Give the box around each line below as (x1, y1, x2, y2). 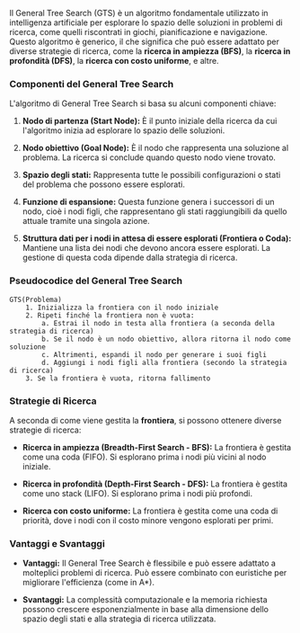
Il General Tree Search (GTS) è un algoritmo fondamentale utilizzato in (9, 8, 269, 18)
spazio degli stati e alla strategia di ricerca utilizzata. (22, 613, 216, 624)
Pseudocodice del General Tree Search (9, 274, 183, 287)
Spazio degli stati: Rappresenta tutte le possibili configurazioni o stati (22, 170, 281, 181)
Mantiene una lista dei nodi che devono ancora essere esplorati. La (22, 243, 271, 254)
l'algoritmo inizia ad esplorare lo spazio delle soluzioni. (22, 125, 225, 136)
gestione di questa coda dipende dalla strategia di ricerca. (22, 252, 238, 263)
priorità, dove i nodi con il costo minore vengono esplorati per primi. (22, 514, 274, 525)
